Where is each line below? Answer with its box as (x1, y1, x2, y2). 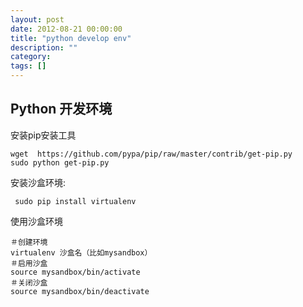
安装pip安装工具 (10, 129, 77, 141)
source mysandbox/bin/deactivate (10, 286, 150, 296)
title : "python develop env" (10, 33, 132, 43)
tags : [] (10, 61, 47, 71)
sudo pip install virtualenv (14, 196, 137, 206)
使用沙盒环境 (10, 215, 63, 227)
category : (10, 52, 52, 62)
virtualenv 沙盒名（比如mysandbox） (10, 247, 153, 258)
